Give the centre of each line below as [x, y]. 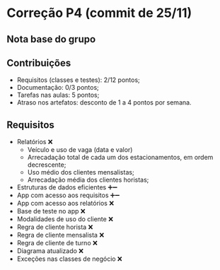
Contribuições [39, 63]
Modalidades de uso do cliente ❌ [65, 219]
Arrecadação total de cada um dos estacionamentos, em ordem [120, 158]
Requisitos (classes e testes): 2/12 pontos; [79, 80]
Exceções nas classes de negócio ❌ [70, 259]
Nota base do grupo [51, 39]
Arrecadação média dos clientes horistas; [88, 180]
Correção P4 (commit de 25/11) [99, 13]
